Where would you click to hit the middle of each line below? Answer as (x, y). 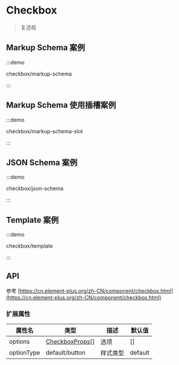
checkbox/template (29, 246)
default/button (65, 353)
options (19, 341)
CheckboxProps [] (70, 341)
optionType (24, 353)
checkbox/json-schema (35, 189)
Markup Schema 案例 (46, 48)
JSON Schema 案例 (42, 162)
